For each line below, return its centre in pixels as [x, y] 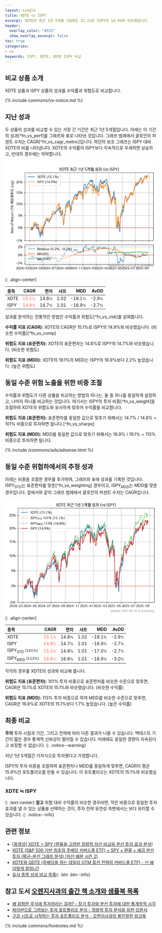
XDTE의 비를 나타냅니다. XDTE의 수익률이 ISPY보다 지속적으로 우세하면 [73, 148]
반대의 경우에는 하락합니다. [37, 154]
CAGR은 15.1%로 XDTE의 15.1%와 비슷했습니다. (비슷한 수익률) [65, 687]
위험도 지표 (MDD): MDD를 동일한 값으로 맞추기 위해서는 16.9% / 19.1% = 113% [81, 434]
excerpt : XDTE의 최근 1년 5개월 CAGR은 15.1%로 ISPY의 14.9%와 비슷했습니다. [77, 20]
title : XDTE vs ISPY [26, 15]
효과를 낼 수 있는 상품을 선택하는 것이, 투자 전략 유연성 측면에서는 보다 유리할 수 [80, 808]
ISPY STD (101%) [23, 651]
